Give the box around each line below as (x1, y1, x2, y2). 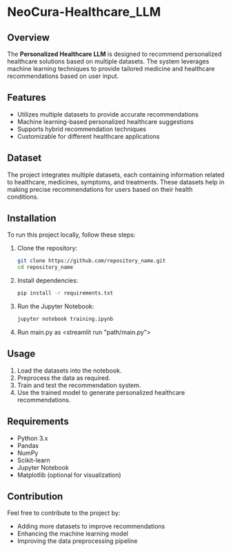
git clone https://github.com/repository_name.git (17, 257, 166, 264)
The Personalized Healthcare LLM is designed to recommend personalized (7, 50, 222, 58)
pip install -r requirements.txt (17, 290, 114, 297)
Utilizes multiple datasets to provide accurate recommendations (17, 110, 199, 118)
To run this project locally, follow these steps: (7, 230, 136, 239)
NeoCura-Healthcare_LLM (7, 4, 161, 20)
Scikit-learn (17, 456, 50, 464)
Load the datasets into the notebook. (17, 366, 122, 375)
